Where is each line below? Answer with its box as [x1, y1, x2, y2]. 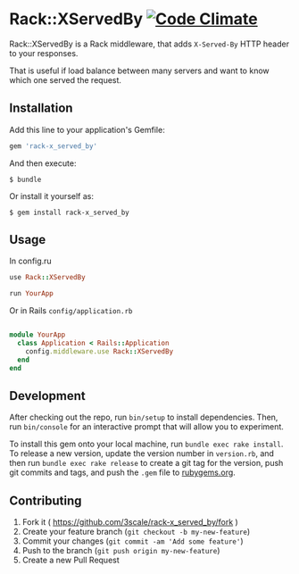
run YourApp [9, 289, 54, 298]
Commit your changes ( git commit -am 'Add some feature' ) [21, 536, 244, 546]
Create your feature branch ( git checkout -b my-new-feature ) [21, 527, 251, 537]
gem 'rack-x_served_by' [9, 141, 98, 151]
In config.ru [9, 255, 52, 267]
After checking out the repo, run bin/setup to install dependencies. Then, [9, 412, 278, 423]
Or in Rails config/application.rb [9, 305, 133, 316]
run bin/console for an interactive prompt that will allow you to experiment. [9, 421, 284, 432]
